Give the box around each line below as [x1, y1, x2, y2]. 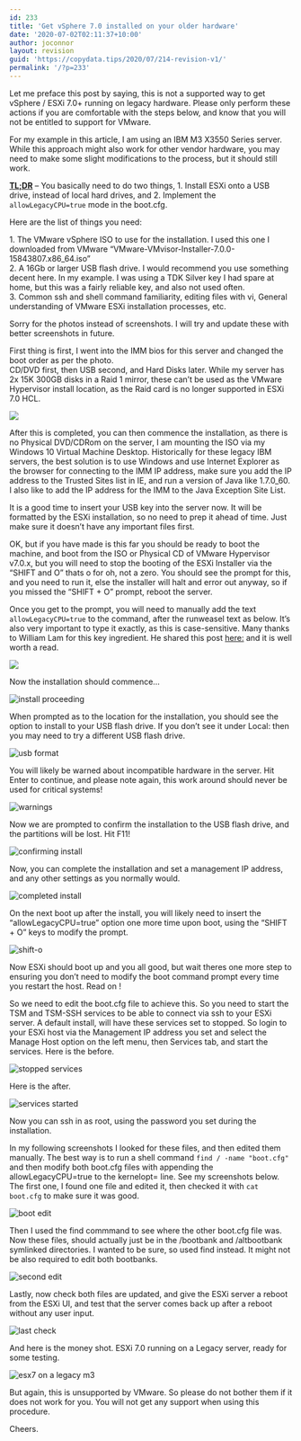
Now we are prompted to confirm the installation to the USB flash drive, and [9, 819, 289, 830]
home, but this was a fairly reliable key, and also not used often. [9, 281, 245, 292]
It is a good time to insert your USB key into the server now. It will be [9, 502, 262, 512]
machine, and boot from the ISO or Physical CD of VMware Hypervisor [9, 547, 270, 558]
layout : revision [9, 47, 75, 56]
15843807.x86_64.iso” [9, 253, 92, 263]
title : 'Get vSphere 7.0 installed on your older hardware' [9, 22, 240, 31]
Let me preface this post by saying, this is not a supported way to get [9, 87, 266, 99]
